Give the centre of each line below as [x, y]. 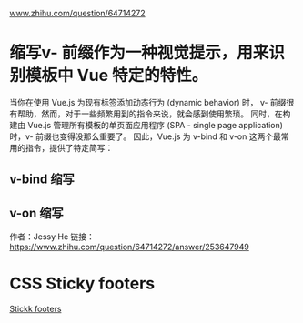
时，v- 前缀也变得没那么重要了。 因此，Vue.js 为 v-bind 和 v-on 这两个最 [146, 136]
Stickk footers [35, 309]
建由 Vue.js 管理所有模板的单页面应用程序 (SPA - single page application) [146, 125]
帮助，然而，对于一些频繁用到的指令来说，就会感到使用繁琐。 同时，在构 [154, 114]
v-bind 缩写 [42, 180]
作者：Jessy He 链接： [52, 237]
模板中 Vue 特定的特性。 [117, 76]
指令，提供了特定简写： [69, 147]
